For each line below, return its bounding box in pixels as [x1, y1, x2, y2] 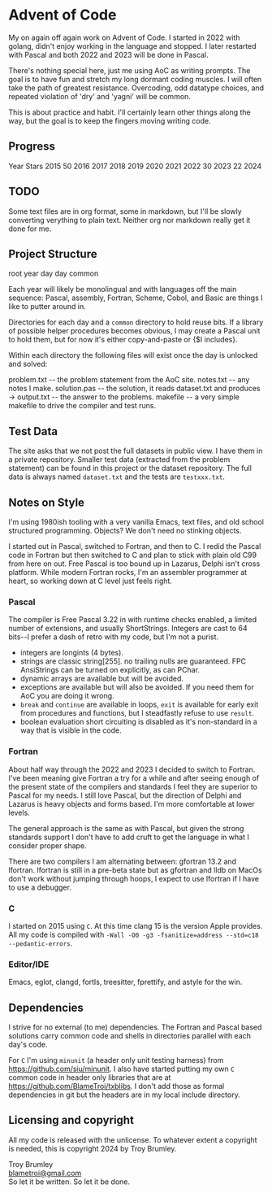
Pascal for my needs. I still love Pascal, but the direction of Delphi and [8, 790, 242, 800]
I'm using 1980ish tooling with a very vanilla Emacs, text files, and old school [8, 517, 264, 526]
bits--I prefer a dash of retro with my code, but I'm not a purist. [8, 632, 219, 642]
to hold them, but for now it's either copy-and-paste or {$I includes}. [8, 335, 238, 345]
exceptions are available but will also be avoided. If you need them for [19, 682, 254, 692]
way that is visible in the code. [19, 725, 122, 735]
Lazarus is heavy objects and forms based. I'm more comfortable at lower [8, 799, 256, 808]
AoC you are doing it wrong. [19, 691, 115, 701]
